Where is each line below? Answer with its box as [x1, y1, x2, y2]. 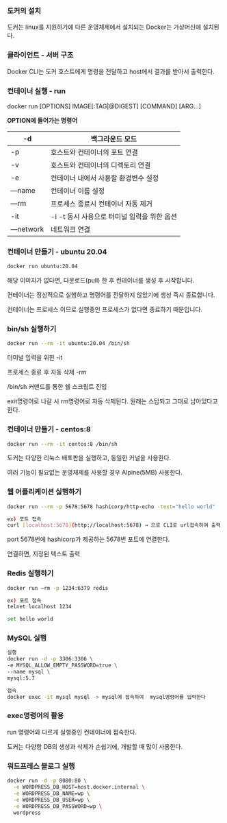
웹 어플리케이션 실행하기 [7, 487, 82, 497]
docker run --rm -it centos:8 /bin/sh [7, 440, 118, 447]
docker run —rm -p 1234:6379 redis [7, 584, 109, 591]
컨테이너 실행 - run [7, 86, 66, 95]
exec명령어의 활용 [7, 711, 64, 721]
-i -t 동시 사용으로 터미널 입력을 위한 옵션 [50, 211, 178, 221]
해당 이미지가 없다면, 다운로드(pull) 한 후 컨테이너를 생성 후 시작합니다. [7, 276, 195, 285]
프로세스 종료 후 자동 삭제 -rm [7, 368, 87, 377]
